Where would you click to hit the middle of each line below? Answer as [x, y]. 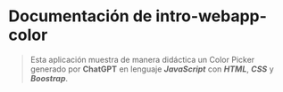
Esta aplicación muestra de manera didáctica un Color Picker [142, 59]
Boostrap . [49, 78]
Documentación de [80, 16]
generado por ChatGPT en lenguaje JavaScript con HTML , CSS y [152, 69]
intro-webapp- [211, 16]
